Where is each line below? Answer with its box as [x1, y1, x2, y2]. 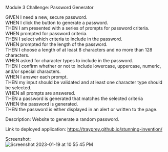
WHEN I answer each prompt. [5, 74, 68, 80]
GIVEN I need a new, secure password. [5, 14, 88, 20]
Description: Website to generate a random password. [5, 116, 119, 122]
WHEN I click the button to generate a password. [5, 20, 109, 26]
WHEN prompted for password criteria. [5, 31, 88, 36]
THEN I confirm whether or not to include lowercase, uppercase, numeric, [5, 63, 161, 69]
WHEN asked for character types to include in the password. [5, 58, 133, 63]
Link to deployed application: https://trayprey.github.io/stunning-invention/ [5, 126, 163, 132]
